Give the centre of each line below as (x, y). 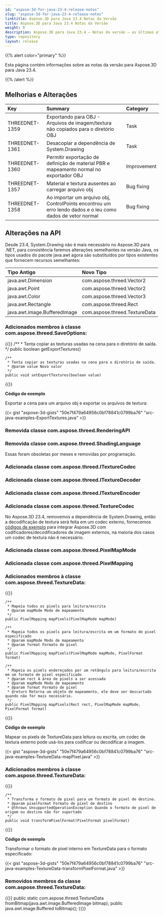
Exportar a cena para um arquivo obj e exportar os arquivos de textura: (76, 403)
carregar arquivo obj (70, 190)
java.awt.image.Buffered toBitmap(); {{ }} (46, 908)
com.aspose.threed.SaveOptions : (46, 333)
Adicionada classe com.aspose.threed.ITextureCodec (71, 467)
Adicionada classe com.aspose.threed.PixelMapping (69, 563)
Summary (58, 108)
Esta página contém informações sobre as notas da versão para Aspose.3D (81, 64)
